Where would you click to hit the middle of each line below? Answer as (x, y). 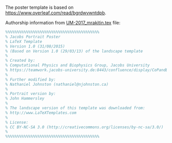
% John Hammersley (25, 99)
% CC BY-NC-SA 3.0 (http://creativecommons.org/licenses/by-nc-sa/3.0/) (84, 127)
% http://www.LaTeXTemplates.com (41, 113)
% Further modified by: (31, 79)
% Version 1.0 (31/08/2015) (35, 46)
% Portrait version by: (31, 94)
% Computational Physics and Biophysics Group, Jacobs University (78, 65)
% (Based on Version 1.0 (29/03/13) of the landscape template (74, 51)
